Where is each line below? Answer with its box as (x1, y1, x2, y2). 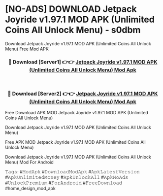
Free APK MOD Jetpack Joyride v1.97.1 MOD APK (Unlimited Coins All (5, 139, 146, 145)
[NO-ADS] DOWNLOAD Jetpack (5, 3, 137, 15)
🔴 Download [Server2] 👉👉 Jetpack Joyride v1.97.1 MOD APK (7, 90, 158, 97)
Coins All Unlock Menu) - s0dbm (5, 25, 141, 35)
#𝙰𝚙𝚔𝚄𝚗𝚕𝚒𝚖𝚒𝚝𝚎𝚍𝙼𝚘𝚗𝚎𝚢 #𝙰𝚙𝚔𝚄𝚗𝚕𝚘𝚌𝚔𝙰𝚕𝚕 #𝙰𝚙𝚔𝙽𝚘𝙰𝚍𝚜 (5, 174, 129, 180)
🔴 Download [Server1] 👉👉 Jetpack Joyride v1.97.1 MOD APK (8, 58, 158, 65)
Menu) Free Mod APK (5, 46, 49, 52)
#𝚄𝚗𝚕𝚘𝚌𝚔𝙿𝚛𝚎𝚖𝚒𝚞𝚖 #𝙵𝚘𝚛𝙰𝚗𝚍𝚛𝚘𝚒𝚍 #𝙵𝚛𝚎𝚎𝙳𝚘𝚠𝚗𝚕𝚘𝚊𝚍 (5, 180, 122, 186)
